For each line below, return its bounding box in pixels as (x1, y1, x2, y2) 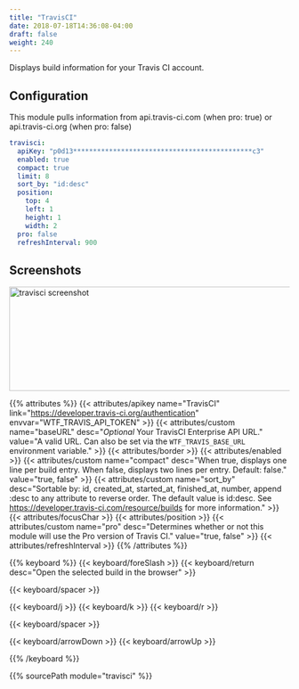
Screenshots (9, 262, 82, 277)
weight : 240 (9, 37, 53, 47)
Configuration (9, 88, 89, 103)
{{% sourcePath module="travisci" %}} (9, 670, 153, 682)
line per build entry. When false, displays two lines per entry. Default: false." (9, 464, 287, 475)
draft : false (9, 29, 58, 38)
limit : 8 (17, 171, 50, 181)
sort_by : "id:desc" (17, 180, 90, 189)
